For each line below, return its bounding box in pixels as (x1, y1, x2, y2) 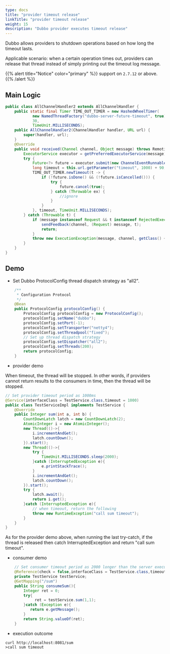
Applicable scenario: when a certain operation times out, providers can (5, 55, 153, 61)
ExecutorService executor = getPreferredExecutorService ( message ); (23, 151, 168, 156)
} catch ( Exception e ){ (23, 602, 71, 607)
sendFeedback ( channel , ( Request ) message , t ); (41, 222, 142, 227)
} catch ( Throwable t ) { (23, 212, 76, 218)
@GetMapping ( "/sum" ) (14, 578, 58, 584)
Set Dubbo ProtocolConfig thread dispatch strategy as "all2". (12, 277, 140, 284)
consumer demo (12, 555, 47, 561)
